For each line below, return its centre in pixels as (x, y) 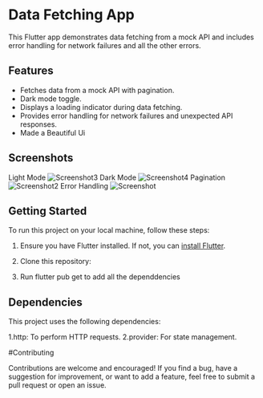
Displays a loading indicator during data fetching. (101, 107)
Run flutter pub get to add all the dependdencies (100, 277)
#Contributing (31, 353)
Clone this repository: (55, 262)
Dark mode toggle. (51, 99)
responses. (38, 124)
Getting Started (48, 211)
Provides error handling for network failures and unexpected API (126, 116)
